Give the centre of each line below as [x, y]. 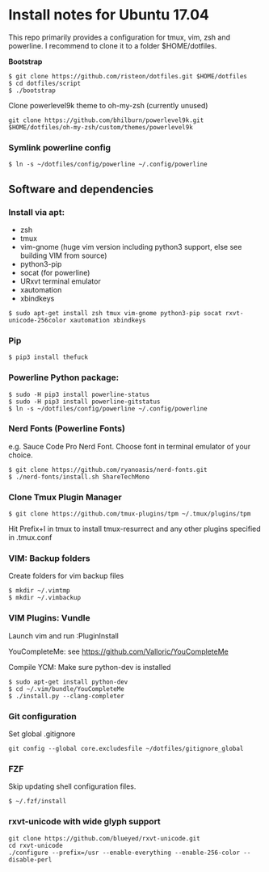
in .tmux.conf [30, 537]
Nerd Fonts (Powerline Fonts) [67, 428]
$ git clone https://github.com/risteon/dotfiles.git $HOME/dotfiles [128, 76]
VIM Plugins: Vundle [49, 618]
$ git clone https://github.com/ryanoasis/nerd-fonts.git [108, 470]
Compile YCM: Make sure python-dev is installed [90, 667]
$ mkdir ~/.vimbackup [45, 598]
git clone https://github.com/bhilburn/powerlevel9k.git [106, 120]
